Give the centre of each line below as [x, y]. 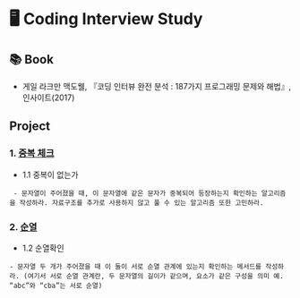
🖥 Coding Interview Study [106, 19]
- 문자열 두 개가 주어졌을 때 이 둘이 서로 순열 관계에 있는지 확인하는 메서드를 [136, 267]
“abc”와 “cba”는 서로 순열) [56, 285]
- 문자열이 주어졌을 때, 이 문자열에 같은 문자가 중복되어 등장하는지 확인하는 [135, 193]
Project [30, 127]
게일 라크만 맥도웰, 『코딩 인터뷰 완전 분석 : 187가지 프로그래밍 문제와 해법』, [157, 86]
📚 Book [31, 60]
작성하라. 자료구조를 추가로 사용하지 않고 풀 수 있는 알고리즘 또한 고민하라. [141, 203]
